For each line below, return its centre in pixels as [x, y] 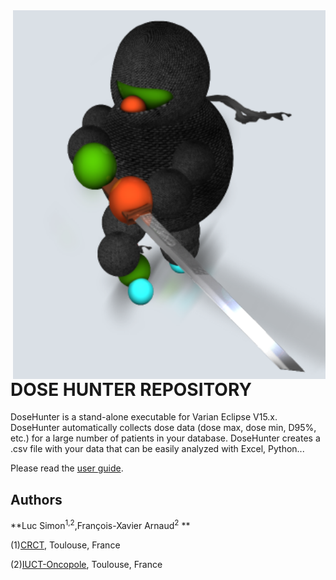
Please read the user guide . [67, 468]
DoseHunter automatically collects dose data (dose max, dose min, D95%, [163, 428]
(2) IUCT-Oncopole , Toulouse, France [86, 564]
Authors [36, 499]
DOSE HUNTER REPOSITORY [131, 389]
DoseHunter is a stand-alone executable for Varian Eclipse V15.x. [144, 417]
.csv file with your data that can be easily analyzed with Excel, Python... [157, 449]
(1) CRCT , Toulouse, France [65, 545]
